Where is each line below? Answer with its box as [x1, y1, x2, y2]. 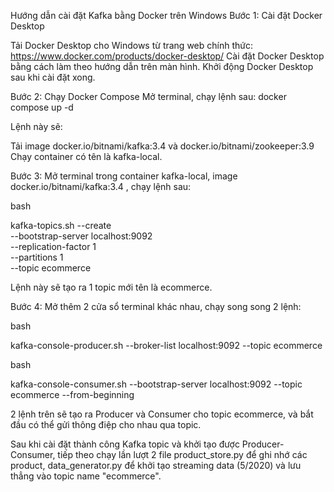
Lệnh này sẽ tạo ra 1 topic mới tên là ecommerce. [10, 281, 213, 293]
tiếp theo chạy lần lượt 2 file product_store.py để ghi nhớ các [57, 449, 308, 460]
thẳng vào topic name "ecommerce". [10, 470, 162, 482]
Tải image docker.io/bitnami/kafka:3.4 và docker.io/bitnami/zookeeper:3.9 [10, 140, 315, 152]
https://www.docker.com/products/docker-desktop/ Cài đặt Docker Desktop [10, 50, 325, 62]
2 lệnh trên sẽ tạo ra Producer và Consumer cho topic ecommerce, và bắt [10, 408, 314, 420]
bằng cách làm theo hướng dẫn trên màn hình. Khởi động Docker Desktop [10, 61, 314, 72]
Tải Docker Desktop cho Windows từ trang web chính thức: [10, 40, 253, 51]
